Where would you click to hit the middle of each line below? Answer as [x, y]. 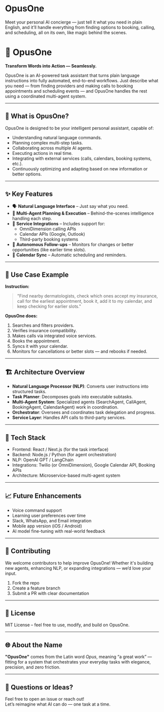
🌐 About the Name [34, 645]
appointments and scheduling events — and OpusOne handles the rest [76, 91]
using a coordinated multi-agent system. [46, 96]
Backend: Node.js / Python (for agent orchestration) [64, 454]
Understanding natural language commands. [57, 137]
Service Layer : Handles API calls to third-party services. [69, 417]
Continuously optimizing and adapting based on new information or [80, 169]
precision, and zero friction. [33, 667]
